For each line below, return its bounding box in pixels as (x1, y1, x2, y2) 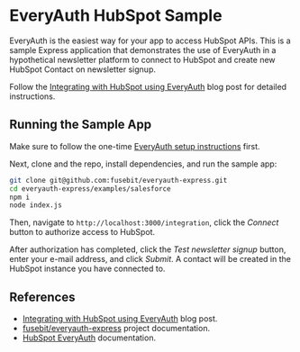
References (9, 289, 76, 304)
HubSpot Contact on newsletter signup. (9, 64, 156, 75)
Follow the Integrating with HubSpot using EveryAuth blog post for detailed (9, 81, 286, 92)
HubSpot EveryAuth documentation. (22, 332, 156, 343)
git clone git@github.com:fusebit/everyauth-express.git (9, 176, 228, 185)
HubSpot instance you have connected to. (9, 263, 166, 275)
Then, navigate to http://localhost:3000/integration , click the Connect (9, 217, 279, 228)
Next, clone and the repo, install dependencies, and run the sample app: (9, 158, 277, 169)
